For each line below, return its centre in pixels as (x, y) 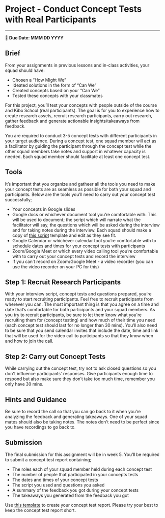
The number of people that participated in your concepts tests (75, 474)
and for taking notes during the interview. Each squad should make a (82, 230)
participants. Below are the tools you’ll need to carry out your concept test (80, 194)
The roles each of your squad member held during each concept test (82, 469)
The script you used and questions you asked (58, 485)
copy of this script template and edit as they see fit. (64, 235)
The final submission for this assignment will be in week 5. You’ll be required (82, 454)
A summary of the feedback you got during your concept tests (75, 490)
